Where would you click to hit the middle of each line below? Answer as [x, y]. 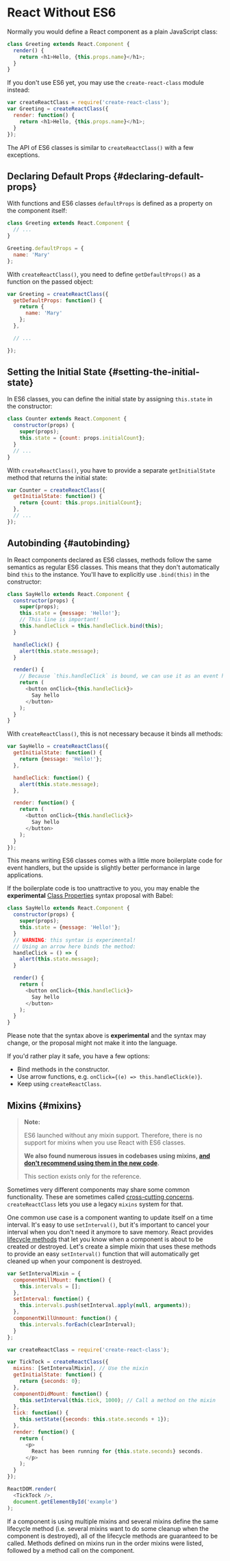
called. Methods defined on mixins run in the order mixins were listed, [105, 1543]
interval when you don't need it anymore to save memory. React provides [110, 1232]
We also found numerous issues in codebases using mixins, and [117, 1156]
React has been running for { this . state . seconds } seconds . [118, 1451]
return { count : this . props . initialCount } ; [81, 503]
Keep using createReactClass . [59, 1084]
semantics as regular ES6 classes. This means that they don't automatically [114, 567]
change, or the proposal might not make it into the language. [92, 1043]
